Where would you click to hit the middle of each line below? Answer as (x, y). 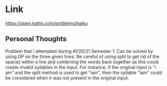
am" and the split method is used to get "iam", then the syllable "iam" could (84, 72)
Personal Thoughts (36, 39)
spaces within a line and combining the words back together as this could (82, 62)
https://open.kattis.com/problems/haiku (47, 23)
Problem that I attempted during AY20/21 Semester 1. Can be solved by (79, 51)
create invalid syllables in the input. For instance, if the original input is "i (81, 67)
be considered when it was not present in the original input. (67, 78)
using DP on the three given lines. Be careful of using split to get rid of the (82, 56)
